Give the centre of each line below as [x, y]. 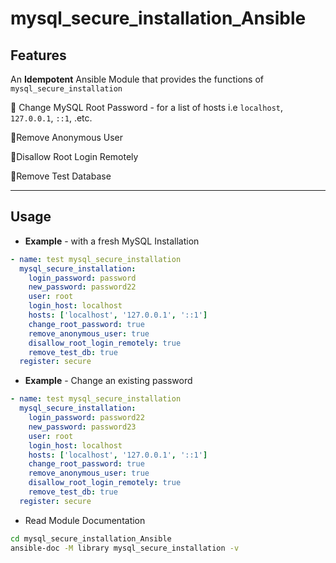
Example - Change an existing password [108, 381]
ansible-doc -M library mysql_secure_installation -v [125, 548]
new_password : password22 [82, 287]
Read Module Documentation [85, 520]
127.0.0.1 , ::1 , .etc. [51, 118]
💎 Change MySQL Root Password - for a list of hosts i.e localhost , [147, 107]
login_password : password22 [86, 418]
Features [38, 55]
